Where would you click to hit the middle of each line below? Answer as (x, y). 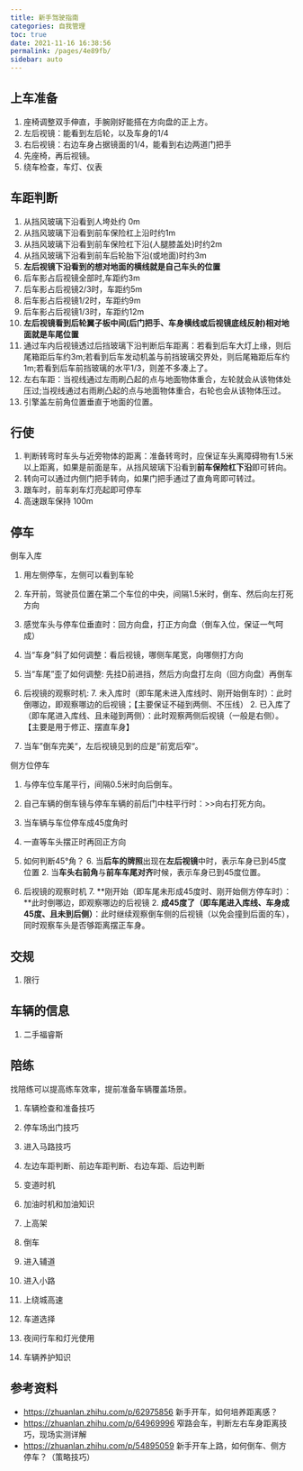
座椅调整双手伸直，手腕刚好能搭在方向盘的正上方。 (118, 122)
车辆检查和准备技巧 (59, 1108)
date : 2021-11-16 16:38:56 (61, 43)
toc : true (29, 34)
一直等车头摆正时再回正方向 (75, 842)
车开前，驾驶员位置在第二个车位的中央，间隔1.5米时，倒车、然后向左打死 (158, 594)
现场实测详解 (63, 1434)
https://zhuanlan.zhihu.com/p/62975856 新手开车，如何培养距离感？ (150, 1412)
